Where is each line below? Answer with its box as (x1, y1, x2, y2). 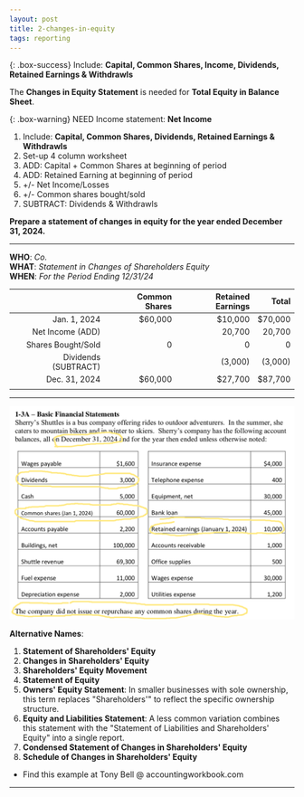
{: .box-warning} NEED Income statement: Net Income (9, 114, 213, 125)
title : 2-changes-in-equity (9, 24, 116, 33)
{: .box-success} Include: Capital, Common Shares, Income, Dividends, (9, 60, 280, 71)
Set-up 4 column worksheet (22, 150, 128, 162)
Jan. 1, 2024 (52, 314, 101, 325)
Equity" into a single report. (22, 732, 125, 743)
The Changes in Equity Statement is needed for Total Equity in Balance (9, 87, 280, 98)
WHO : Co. (9, 251, 48, 262)
